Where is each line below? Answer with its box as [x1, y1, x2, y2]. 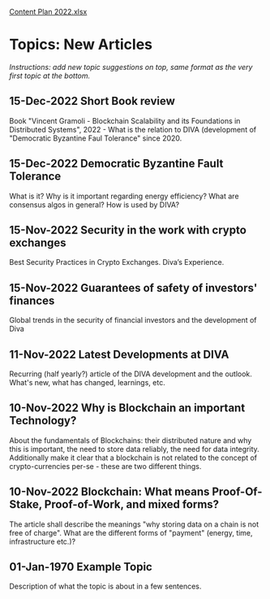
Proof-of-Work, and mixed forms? [44, 497, 220, 511]
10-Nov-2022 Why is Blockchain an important [9, 402, 246, 415]
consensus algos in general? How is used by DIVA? [9, 199, 180, 210]
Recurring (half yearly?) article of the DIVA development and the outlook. [9, 369, 252, 379]
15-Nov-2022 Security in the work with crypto [9, 223, 246, 237]
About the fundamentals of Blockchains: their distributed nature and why [9, 435, 252, 445]
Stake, [9, 497, 43, 511]
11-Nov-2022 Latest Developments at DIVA [9, 347, 229, 361]
